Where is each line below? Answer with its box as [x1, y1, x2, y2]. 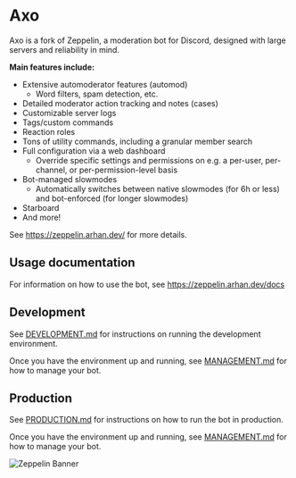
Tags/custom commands [21, 117, 114, 128]
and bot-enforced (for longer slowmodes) [35, 193, 189, 204]
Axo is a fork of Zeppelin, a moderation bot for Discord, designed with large [9, 35, 287, 46]
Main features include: [9, 62, 95, 72]
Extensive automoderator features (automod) [21, 79, 188, 89]
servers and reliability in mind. [9, 44, 120, 55]
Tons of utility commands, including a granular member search [21, 136, 253, 147]
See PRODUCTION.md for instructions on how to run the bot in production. [9, 415, 284, 425]
